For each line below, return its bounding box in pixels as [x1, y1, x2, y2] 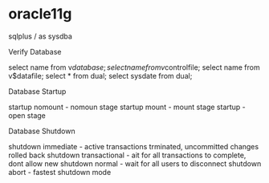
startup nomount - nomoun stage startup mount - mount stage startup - [8, 102, 247, 112]
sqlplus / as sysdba [8, 31, 72, 41]
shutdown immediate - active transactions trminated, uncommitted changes [8, 141, 259, 151]
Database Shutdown [8, 126, 75, 136]
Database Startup [8, 86, 67, 96]
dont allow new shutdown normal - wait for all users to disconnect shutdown [8, 158, 262, 169]
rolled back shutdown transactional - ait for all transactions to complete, [8, 150, 247, 160]
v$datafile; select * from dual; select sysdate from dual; [8, 71, 193, 80]
